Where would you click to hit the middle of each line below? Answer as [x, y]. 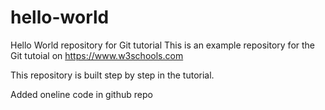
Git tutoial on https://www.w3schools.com [97, 55]
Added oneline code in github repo [81, 94]
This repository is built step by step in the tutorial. [112, 75]
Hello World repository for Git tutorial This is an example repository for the [163, 45]
